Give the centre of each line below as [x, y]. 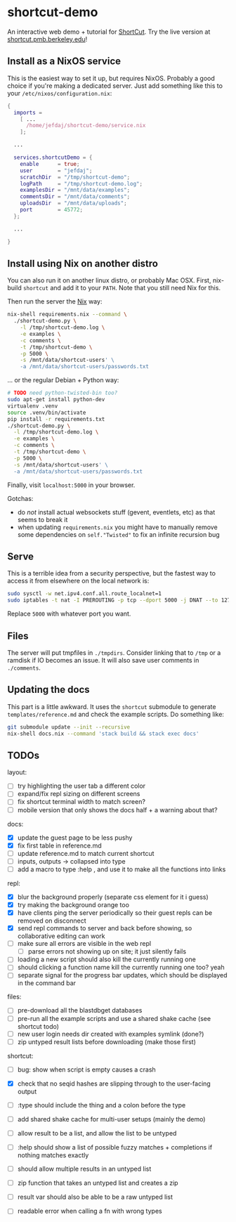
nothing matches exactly [53, 1155]
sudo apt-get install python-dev [56, 400]
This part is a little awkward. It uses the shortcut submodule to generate [112, 706]
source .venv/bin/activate [47, 412]
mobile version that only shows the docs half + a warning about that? [117, 810]
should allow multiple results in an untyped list [84, 1169]
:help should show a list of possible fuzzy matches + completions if [115, 1147]
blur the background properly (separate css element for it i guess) [113, 897]
